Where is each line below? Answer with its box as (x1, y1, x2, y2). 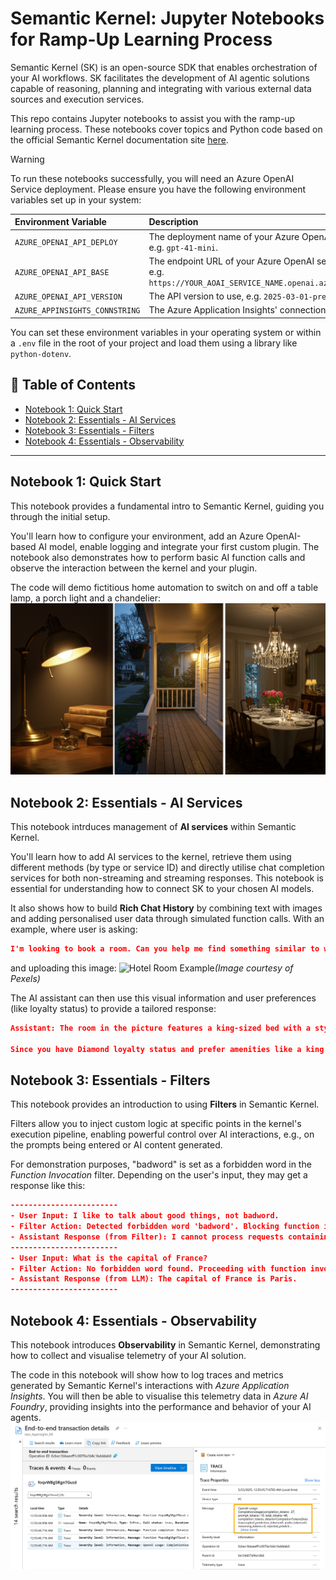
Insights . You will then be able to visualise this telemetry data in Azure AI (10, 1390, 309, 1402)
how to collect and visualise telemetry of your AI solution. (10, 1350, 247, 1362)
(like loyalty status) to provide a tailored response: (10, 1002, 217, 1014)
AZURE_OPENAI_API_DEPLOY (14, 238, 118, 248)
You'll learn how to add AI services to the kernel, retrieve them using (10, 851, 292, 863)
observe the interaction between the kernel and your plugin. (10, 562, 258, 574)
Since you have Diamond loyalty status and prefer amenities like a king (10, 1044, 325, 1054)
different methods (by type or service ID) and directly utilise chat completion (10, 862, 325, 874)
